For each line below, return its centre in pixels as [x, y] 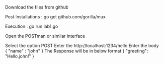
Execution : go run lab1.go [32, 26]
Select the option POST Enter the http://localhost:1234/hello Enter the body [82, 46]
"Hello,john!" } [20, 56]
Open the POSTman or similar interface [45, 36]
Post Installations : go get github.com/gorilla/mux [55, 17]
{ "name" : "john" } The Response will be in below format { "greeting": [77, 51]
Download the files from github [37, 7]
